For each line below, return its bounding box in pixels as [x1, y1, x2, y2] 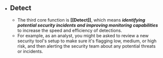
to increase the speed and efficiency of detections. [17, 27, 122, 33]
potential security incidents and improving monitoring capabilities [17, 22, 158, 28]
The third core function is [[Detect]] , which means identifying [17, 17, 146, 23]
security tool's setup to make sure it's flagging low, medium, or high [17, 38, 157, 44]
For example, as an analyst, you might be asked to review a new [17, 32, 149, 38]
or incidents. [17, 48, 43, 54]
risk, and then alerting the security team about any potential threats [17, 43, 156, 49]
